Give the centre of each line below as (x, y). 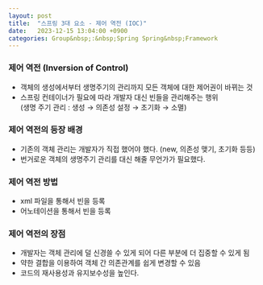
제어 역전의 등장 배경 (46, 130)
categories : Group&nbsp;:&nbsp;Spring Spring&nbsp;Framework (113, 38)
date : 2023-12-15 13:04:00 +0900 (68, 31)
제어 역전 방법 (33, 182)
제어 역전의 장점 (37, 234)
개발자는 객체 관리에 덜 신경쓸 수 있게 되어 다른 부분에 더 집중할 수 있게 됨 (135, 253)
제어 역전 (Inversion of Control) (69, 68)
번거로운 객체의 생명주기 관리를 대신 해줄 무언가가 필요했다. (113, 159)
